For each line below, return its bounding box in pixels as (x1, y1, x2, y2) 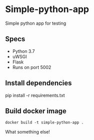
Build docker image (5, 107, 66, 115)
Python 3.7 (12, 48, 35, 54)
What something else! (5, 129, 50, 135)
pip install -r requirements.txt (5, 92, 65, 98)
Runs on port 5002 (12, 64, 51, 70)
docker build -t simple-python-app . (5, 120, 84, 125)
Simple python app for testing (5, 20, 66, 26)
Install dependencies (5, 79, 72, 88)
